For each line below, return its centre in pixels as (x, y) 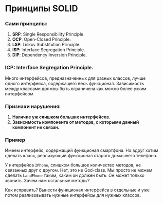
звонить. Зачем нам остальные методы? (47, 181)
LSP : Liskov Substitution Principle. (46, 45)
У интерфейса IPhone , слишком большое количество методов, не (73, 165)
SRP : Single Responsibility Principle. (48, 34)
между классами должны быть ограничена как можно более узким (76, 89)
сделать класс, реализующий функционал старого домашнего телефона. (81, 156)
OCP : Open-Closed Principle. (41, 39)
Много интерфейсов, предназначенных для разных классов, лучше (75, 78)
